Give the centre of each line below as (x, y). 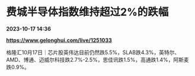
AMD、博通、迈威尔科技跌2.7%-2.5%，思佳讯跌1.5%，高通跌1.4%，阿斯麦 (97, 60)
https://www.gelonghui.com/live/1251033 (59, 40)
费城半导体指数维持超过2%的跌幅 (87, 12)
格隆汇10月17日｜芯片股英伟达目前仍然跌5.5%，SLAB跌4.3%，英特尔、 (93, 52)
